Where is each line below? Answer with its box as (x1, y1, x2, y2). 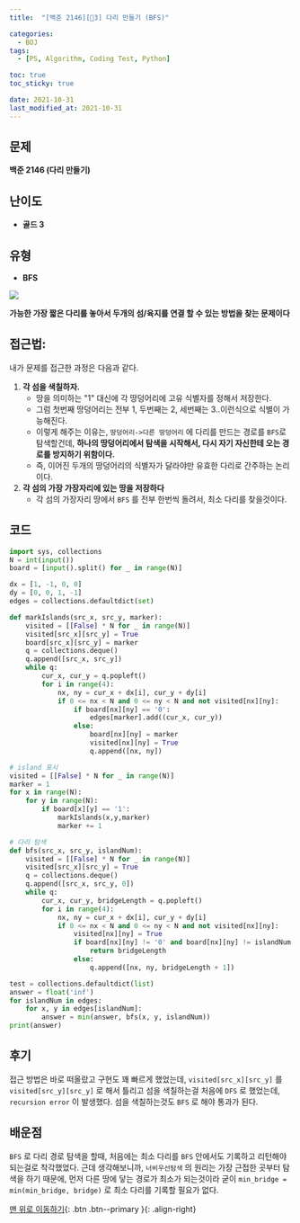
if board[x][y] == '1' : (41, 805, 130, 814)
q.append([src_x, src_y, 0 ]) (25, 879, 135, 888)
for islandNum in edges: (9, 995, 102, 1005)
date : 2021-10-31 (9, 95, 75, 104)
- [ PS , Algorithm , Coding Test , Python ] (17, 55, 171, 64)
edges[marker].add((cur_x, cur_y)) (89, 713, 223, 722)
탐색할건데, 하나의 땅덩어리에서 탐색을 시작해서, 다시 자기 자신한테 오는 (35, 437, 281, 448)
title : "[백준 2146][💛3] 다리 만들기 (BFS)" (9, 13, 170, 22)
